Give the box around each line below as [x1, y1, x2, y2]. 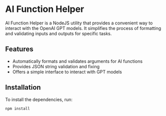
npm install [5, 106, 30, 111]
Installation [5, 83, 41, 92]
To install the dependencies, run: [5, 96, 73, 103]
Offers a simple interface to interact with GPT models [12, 69, 122, 75]
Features [5, 45, 33, 53]
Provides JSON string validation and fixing [12, 63, 100, 69]
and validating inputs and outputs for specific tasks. [5, 30, 112, 36]
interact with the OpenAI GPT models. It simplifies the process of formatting [5, 25, 161, 31]
